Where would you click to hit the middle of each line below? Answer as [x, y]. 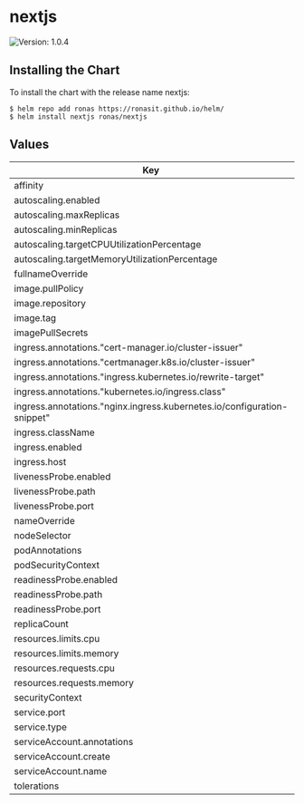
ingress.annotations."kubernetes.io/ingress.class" [120, 392]
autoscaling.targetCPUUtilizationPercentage [108, 244]
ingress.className [54, 432]
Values [29, 145]
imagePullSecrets [51, 333]
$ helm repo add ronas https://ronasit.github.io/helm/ [117, 109]
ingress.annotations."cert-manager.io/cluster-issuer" [128, 347]
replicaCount [42, 624]
